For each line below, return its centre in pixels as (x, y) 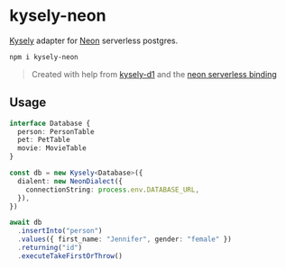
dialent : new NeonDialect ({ (70, 181)
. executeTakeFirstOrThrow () (70, 256)
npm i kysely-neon (44, 57)
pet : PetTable (44, 140)
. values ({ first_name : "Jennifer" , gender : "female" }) (125, 239)
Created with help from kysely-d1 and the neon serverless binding (154, 74)
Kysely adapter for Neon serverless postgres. (94, 40)
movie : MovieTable (52, 148)
